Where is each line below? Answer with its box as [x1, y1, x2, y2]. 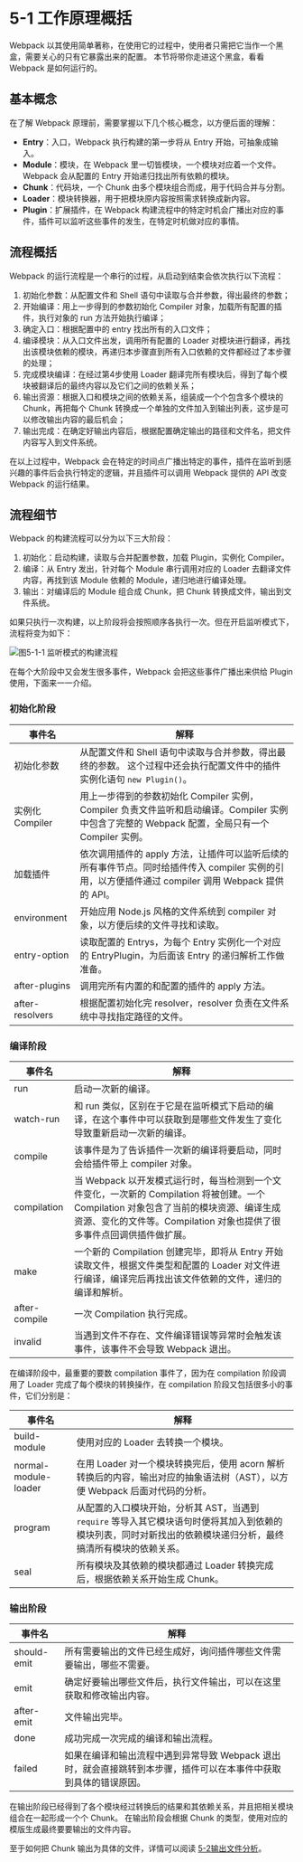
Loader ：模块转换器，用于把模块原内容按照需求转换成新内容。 [22, 193, 255, 203]
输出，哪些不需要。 [73, 1659, 155, 1671]
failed [14, 1763, 38, 1775]
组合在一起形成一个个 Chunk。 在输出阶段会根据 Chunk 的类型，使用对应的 [9, 1812, 289, 1823]
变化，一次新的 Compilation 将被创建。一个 [82, 1187, 266, 1200]
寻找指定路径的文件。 [97, 1010, 188, 1023]
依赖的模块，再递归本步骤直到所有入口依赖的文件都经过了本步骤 [53, 345, 291, 357]
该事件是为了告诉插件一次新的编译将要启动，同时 [73, 1143, 282, 1156]
